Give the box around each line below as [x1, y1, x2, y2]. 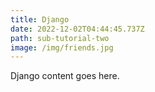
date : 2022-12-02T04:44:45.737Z [10, 24, 145, 34]
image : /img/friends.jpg [10, 42, 114, 53]
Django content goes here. [10, 70, 120, 82]
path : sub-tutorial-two [10, 33, 110, 43]
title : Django [10, 14, 70, 25]
